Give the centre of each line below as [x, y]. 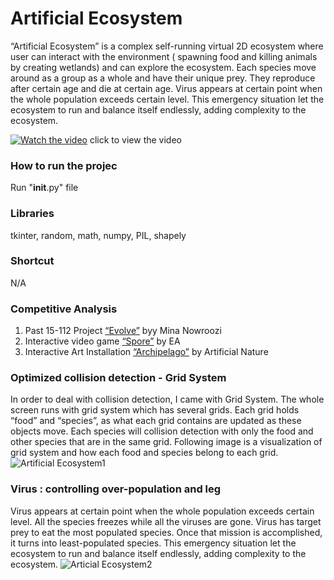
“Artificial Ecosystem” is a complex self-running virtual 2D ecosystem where [167, 46]
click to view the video [135, 139]
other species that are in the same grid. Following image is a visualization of [166, 442]
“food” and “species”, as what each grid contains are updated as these [156, 421]
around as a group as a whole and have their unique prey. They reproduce [163, 78]
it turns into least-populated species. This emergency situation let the [153, 543]
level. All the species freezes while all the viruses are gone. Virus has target [166, 521]
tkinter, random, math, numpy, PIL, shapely [98, 235]
